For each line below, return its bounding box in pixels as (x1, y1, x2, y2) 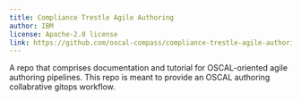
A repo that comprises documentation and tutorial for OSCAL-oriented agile (9, 63, 288, 73)
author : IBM (9, 21, 54, 30)
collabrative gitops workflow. (9, 81, 116, 92)
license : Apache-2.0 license (9, 29, 118, 38)
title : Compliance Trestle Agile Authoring (9, 13, 175, 22)
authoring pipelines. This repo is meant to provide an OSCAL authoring (9, 72, 271, 83)
